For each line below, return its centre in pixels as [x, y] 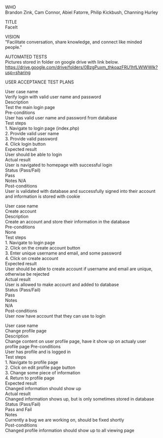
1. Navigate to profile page [32, 362]
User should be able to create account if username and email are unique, [79, 269]
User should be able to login [34, 154]
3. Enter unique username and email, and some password [63, 253]
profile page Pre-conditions [33, 347]
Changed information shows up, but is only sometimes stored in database [80, 399]
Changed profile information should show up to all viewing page [70, 430]
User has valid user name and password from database [61, 118]
